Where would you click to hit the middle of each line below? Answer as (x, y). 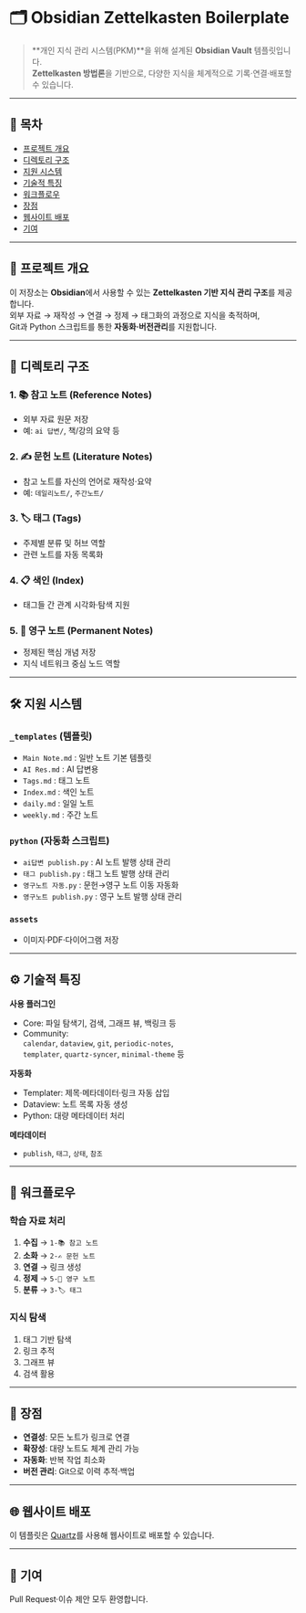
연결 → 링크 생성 (52, 1267)
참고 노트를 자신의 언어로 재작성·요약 (87, 481)
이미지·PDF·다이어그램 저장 (71, 939)
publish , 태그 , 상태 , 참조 (62, 1153)
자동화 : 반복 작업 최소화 (64, 1460)
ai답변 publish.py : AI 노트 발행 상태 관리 (97, 862)
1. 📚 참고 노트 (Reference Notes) (81, 395)
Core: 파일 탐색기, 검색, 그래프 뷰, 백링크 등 (99, 1023)
